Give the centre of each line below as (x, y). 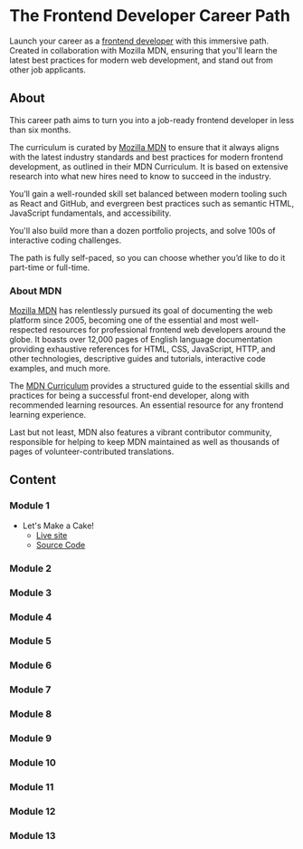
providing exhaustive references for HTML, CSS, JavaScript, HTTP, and (142, 349)
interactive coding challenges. (66, 240)
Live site (52, 535)
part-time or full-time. (50, 267)
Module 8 (31, 714)
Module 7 (30, 690)
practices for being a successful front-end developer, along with (129, 396)
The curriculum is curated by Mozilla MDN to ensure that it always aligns (144, 147)
